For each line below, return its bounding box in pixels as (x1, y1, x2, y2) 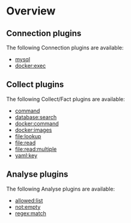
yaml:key (14, 151, 38, 159)
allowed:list (14, 197, 43, 204)
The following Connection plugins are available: (6, 44, 124, 51)
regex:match (14, 209, 46, 217)
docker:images (14, 126, 52, 133)
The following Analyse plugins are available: (6, 185, 115, 192)
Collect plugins (6, 79, 64, 90)
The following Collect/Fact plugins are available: (6, 95, 125, 103)
